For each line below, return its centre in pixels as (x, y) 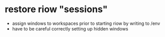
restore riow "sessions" (56, 9)
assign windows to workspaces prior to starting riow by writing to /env (86, 23)
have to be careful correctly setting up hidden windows (70, 28)
